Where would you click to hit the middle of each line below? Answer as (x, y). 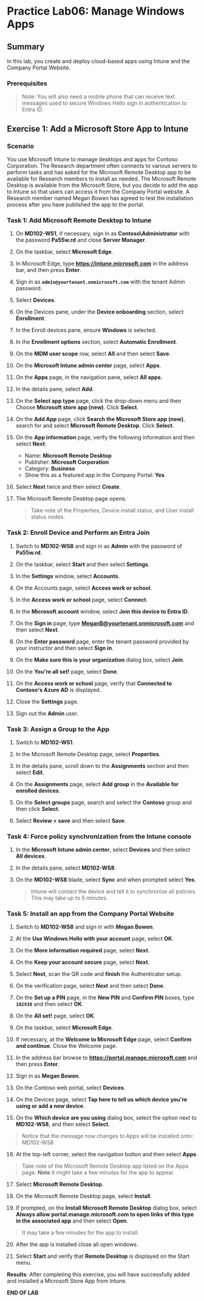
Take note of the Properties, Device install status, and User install (112, 511)
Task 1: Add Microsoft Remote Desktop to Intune (79, 220)
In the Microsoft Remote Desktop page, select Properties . (88, 754)
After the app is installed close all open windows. (77, 1244)
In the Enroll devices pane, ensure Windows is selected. (86, 330)
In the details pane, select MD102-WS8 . (66, 868)
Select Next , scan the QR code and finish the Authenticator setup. (99, 974)
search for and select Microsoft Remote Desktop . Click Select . (95, 426)
